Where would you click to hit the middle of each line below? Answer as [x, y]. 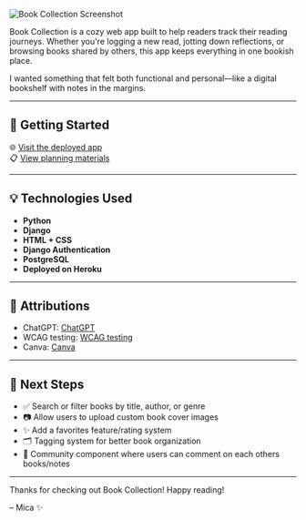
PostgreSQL [46, 259]
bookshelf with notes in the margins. [78, 88]
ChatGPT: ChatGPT [59, 328]
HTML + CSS [47, 240]
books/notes [46, 464]
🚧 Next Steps [47, 384]
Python [37, 220]
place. [21, 61]
